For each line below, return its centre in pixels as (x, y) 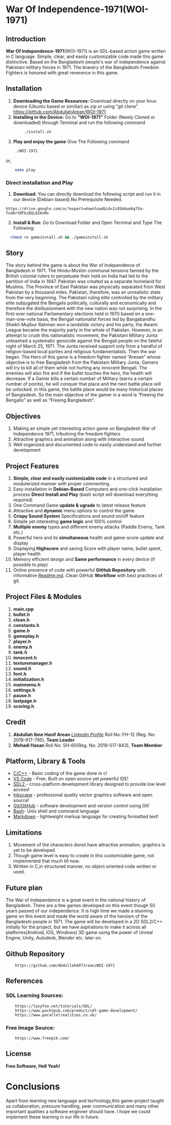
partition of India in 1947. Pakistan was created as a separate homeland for (84, 282)
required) (23, 500)
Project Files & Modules (44, 597)
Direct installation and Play (39, 183)
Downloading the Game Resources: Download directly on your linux (85, 101)
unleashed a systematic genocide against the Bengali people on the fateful (84, 341)
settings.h (24, 690)
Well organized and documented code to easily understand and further (87, 445)
